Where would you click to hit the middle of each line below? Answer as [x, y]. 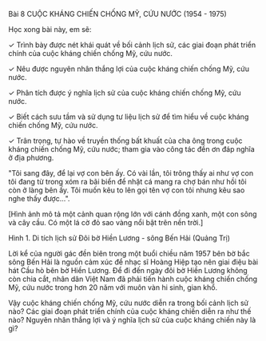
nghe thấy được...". [39, 198]
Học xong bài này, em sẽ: [50, 29]
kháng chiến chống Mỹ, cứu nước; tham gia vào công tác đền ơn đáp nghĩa [132, 149]
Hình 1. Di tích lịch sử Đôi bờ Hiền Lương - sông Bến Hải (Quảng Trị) [119, 238]
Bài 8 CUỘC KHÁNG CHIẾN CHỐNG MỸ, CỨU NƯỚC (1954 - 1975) [118, 14]
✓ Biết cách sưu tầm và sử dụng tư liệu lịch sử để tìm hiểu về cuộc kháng [129, 117]
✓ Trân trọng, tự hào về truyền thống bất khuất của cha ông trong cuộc [125, 141]
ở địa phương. [31, 158]
